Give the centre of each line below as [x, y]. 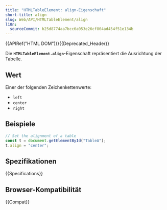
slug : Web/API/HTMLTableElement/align [46, 19]
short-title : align [26, 15]
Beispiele [20, 124]
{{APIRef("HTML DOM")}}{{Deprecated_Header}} [57, 43]
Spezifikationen [31, 161]
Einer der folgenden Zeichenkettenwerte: [49, 87]
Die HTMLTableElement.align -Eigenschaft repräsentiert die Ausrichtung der [84, 54]
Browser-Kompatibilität [43, 190]
